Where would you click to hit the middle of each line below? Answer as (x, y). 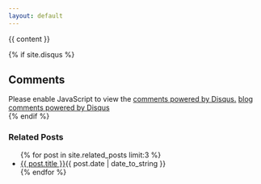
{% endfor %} (43, 172)
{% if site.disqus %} (42, 54)
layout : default (36, 16)
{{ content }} (29, 39)
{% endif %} (29, 116)
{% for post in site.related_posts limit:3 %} (91, 155)
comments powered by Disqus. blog (193, 99)
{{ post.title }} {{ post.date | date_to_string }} (93, 163)
